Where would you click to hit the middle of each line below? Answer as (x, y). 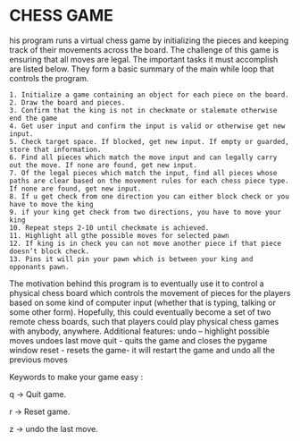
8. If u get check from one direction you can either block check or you (150, 196)
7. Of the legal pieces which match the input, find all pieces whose (143, 173)
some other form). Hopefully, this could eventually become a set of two (140, 312)
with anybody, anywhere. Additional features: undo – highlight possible (139, 331)
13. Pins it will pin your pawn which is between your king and (131, 259)
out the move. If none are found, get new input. (104, 165)
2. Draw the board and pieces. (67, 102)
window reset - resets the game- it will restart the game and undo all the (142, 350)
